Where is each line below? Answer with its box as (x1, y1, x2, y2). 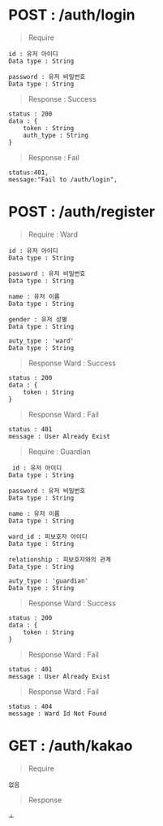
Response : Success (28, 94, 97, 103)
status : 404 (8, 702, 53, 710)
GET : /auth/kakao (8, 736, 133, 755)
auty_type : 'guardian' (8, 576, 89, 585)
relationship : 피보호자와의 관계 (8, 555, 112, 563)
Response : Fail (28, 152, 79, 162)
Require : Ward (28, 229, 79, 239)
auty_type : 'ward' (8, 336, 75, 345)
